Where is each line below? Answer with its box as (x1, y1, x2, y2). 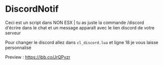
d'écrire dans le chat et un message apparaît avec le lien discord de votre (5, 24, 155, 30)
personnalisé (5, 44, 32, 50)
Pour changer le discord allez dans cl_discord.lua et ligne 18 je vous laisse (5, 39, 159, 45)
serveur (5, 30, 21, 36)
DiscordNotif (5, 3, 59, 15)
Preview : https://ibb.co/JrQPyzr (5, 54, 71, 60)
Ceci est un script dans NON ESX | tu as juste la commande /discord (5, 20, 144, 25)
